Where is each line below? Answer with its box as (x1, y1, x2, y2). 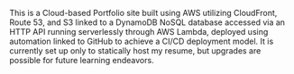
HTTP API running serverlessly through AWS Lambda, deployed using (9, 27, 269, 37)
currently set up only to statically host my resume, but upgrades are (9, 45, 262, 56)
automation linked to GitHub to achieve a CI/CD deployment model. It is (9, 36, 274, 46)
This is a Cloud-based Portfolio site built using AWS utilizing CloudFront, (9, 8, 278, 18)
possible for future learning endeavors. (9, 55, 155, 65)
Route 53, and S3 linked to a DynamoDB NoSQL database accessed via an (9, 17, 286, 28)
